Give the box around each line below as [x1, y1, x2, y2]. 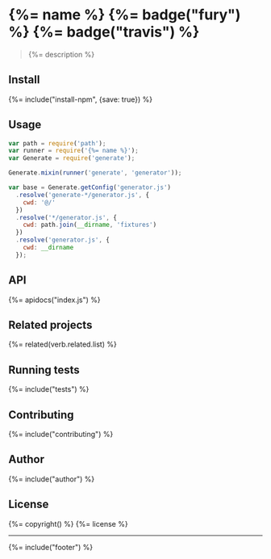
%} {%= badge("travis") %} [8, 23, 200, 41]
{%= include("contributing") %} [8, 430, 114, 439]
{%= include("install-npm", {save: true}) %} [8, 95, 153, 104]
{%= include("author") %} [8, 474, 95, 484]
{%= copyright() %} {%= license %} [8, 519, 128, 528]
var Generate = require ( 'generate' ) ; [8, 154, 135, 162]
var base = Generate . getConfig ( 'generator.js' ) [8, 183, 172, 191]
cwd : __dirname [23, 244, 74, 252]
